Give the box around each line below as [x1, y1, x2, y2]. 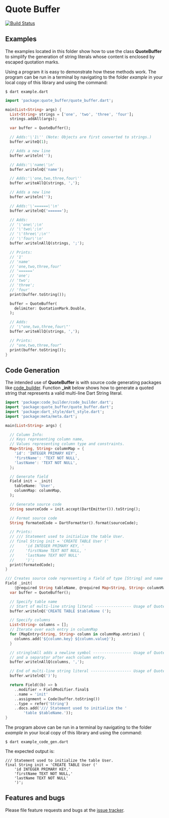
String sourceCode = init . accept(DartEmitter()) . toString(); [10, 507, 141, 512]
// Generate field [10, 474, 49, 479]
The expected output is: [5, 748, 55, 754]
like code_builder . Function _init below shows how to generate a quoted [5, 385, 154, 391]
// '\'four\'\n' [10, 236, 44, 241]
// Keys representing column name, [10, 437, 84, 442]
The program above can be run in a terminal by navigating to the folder [5, 724, 152, 730]
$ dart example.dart [5, 89, 49, 94]
